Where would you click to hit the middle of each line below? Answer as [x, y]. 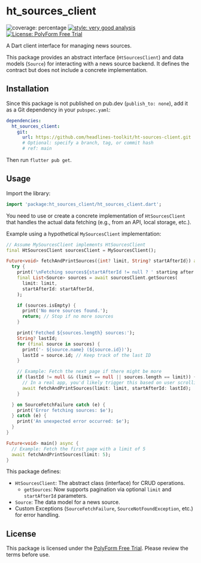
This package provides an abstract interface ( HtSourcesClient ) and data [95, 57]
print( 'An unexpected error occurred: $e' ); [73, 422]
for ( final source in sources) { [59, 344]
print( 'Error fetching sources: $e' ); [65, 410]
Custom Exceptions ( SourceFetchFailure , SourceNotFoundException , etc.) [104, 508]
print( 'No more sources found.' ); [65, 311]
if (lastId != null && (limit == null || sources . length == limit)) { [107, 377]
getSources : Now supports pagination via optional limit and [98, 489]
